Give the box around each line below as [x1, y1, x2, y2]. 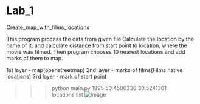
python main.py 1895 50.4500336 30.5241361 [51, 84, 167, 91]
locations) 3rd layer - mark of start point [6, 73, 107, 80]
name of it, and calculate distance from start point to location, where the [6, 42, 187, 49]
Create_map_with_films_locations [6, 24, 90, 31]
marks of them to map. [6, 54, 63, 62]
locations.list [51, 91, 83, 98]
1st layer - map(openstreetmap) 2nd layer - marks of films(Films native [6, 66, 183, 73]
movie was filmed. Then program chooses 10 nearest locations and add [6, 48, 185, 55]
